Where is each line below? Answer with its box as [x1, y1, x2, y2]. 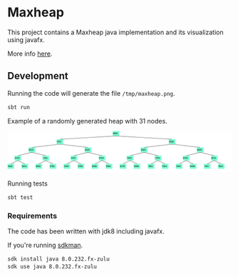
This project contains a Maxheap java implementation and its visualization [7, 28, 224, 36]
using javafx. [7, 35, 45, 44]
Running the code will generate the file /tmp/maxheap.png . [7, 89, 176, 97]
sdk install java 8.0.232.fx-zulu [7, 256, 110, 263]
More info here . [7, 49, 53, 58]
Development [7, 70, 69, 82]
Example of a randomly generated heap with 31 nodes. [7, 116, 167, 125]
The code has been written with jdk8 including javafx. [7, 227, 165, 236]
